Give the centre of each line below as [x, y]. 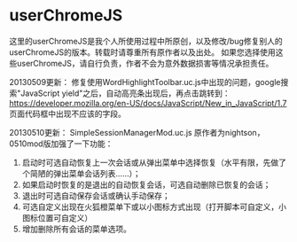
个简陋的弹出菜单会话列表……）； [81, 173]
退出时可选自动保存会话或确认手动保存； [96, 195]
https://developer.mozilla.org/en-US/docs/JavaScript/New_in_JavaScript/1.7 [148, 103]
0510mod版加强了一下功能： [61, 144]
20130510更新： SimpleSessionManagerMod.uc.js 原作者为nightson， [137, 132]
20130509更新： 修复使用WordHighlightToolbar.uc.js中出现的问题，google [145, 82]
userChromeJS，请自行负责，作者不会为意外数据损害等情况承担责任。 [145, 63]
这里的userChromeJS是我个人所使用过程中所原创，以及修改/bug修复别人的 [146, 41]
